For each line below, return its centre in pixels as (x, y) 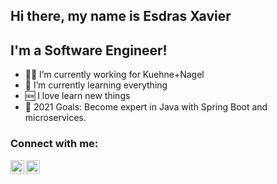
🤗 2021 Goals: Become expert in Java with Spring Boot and (146, 107)
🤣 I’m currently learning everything (96, 85)
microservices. (55, 118)
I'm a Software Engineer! (89, 50)
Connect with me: (54, 144)
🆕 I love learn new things (77, 96)
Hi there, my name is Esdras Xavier (121, 16)
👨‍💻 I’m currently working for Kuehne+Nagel (114, 75)
